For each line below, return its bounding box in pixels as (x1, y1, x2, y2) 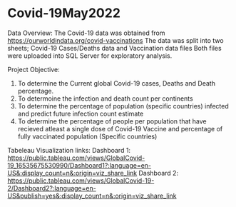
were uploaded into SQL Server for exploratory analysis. (7, 51, 173, 60)
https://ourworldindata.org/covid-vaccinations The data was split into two (7, 36, 224, 44)
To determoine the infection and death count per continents (17, 94, 194, 103)
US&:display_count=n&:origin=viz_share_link (7, 168, 138, 177)
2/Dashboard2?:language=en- (7, 183, 96, 192)
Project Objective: (7, 65, 61, 74)
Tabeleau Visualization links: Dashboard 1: (7, 146, 130, 154)
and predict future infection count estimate (17, 109, 144, 118)
